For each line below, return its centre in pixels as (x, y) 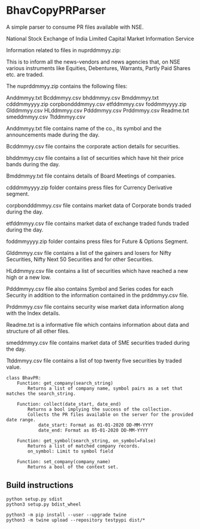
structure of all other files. (38, 331)
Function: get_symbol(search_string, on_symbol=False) (87, 440)
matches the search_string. (41, 393)
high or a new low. (29, 277)
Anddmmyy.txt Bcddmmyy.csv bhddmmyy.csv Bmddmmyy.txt (83, 98)
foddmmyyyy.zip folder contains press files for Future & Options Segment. (97, 241)
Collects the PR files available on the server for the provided (111, 414)
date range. (21, 419)
